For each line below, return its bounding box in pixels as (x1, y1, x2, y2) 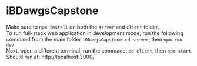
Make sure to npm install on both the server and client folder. (6, 23, 159, 30)
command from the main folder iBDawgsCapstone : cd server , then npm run (6, 36, 182, 43)
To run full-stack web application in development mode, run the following (6, 29, 183, 36)
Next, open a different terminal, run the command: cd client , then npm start (6, 47, 192, 54)
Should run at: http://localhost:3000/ (6, 53, 95, 60)
